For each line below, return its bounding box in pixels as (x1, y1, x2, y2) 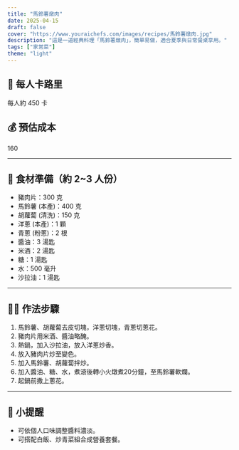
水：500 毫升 (17, 264, 57, 273)
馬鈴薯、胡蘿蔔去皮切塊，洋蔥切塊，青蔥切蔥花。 (17, 323, 161, 332)
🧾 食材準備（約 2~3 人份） (7, 172, 123, 185)
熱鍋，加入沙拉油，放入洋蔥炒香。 (17, 341, 118, 350)
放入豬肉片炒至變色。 (17, 350, 80, 358)
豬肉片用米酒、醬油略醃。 (17, 332, 93, 340)
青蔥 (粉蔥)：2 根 (17, 229, 68, 237)
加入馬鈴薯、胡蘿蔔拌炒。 (17, 359, 93, 367)
